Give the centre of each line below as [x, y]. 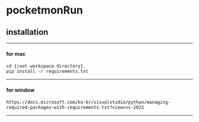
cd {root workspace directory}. [46, 66]
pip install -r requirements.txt [47, 71]
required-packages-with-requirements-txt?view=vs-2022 [75, 108]
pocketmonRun [45, 10]
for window [20, 90]
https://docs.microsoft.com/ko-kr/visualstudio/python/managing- [88, 103]
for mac [16, 54]
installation [27, 32]
